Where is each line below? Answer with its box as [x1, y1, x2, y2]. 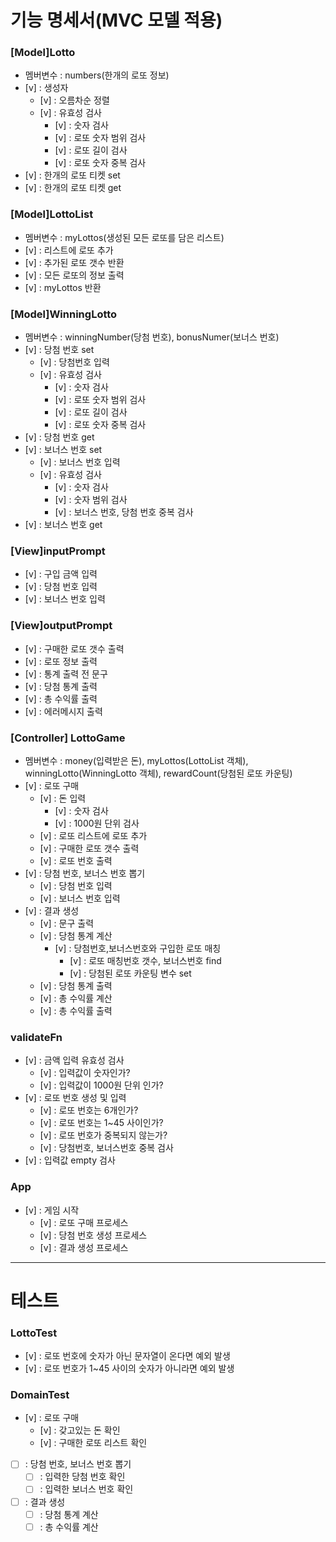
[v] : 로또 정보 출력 [24, 655, 98, 667]
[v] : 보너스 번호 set [24, 444, 103, 456]
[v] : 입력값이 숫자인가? [39, 1067, 131, 1079]
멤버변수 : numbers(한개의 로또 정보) [24, 69, 170, 81]
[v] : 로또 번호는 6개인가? [39, 1104, 139, 1116]
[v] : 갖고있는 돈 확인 [39, 1424, 121, 1436]
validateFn [10, 1030, 63, 1044]
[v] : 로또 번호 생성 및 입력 [24, 1092, 127, 1104]
